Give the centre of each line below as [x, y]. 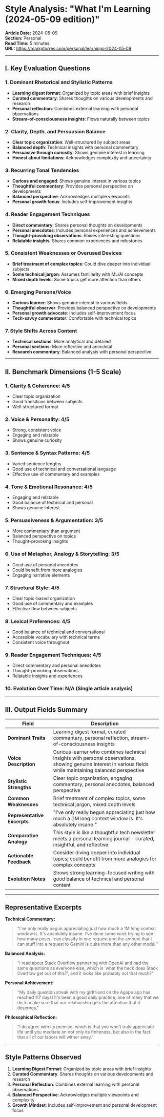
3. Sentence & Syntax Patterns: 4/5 [48, 453]
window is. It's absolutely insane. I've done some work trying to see [85, 934]
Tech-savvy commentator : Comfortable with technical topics [74, 318]
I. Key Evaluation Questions [48, 69]
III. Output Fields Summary [46, 710]
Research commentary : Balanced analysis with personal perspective [82, 352]
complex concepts [74, 865]
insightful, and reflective [81, 845]
